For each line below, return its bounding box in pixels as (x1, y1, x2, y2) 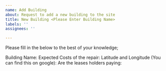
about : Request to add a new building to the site (5, 12, 115, 17)
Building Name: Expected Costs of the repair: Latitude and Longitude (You (5, 54, 161, 61)
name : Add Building (5, 7, 47, 13)
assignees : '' (5, 26, 36, 31)
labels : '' (5, 21, 29, 27)
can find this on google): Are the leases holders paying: (5, 60, 122, 66)
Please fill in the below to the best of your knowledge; (5, 45, 118, 51)
